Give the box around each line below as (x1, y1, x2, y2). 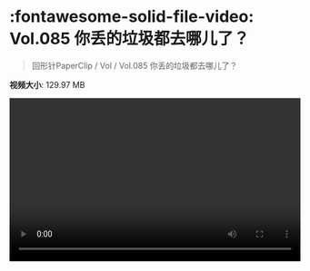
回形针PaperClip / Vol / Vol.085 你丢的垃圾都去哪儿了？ (31, 60, 238, 71)
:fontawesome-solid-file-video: (9, 6, 255, 27)
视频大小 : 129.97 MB (9, 79, 85, 90)
